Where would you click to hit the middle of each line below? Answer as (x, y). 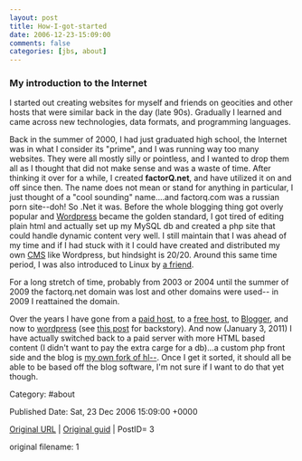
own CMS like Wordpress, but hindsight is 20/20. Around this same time (143, 255)
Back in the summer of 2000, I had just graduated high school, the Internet (148, 139)
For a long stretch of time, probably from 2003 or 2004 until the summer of (149, 283)
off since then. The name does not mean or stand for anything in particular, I (151, 187)
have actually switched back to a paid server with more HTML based (137, 338)
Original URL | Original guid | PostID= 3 (82, 429)
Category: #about (42, 394)
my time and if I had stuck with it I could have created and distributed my (145, 245)
